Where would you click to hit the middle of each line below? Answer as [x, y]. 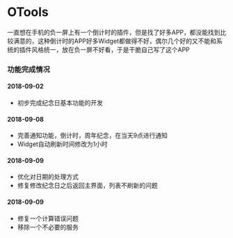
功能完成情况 [29, 69]
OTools [28, 12]
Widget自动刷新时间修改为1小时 [62, 144]
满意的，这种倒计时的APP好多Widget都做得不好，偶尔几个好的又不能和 [115, 41]
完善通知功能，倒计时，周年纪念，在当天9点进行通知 [93, 136]
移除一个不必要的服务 [48, 227]
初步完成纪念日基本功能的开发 [60, 103]
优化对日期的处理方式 [48, 177]
